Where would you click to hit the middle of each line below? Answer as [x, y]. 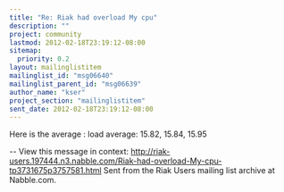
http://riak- [150, 152]
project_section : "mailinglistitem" [77, 100]
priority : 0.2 [43, 59]
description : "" [39, 26]
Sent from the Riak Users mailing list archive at [189, 171]
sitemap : [25, 51]
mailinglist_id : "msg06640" [62, 76]
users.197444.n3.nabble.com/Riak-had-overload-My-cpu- [116, 161]
